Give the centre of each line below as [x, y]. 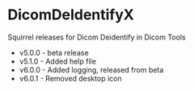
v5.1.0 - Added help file [57, 61]
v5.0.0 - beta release [54, 52]
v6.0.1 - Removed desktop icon [70, 78]
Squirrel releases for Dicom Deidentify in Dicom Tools [97, 37]
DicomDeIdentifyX [71, 15]
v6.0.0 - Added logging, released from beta [91, 69]
